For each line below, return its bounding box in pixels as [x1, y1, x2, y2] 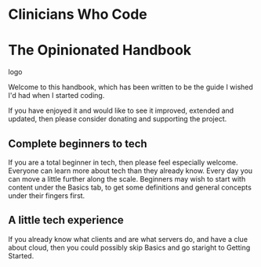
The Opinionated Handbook [8, 41, 192, 60]
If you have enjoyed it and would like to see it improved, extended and [8, 106, 234, 115]
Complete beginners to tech [8, 137, 147, 150]
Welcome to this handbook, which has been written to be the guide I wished [8, 82, 253, 92]
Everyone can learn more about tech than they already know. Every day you [8, 166, 253, 175]
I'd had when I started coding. [8, 91, 105, 100]
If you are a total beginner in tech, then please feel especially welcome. [8, 157, 238, 167]
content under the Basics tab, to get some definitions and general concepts [8, 182, 252, 192]
